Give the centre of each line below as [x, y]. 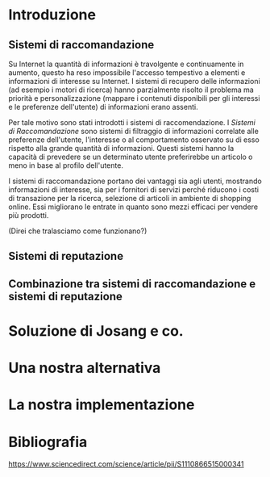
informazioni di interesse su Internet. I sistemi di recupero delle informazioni [134, 81]
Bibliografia [48, 442]
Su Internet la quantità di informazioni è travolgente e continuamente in [126, 64]
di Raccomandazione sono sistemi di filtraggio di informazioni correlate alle [134, 131]
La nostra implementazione [102, 405]
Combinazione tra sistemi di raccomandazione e [132, 284]
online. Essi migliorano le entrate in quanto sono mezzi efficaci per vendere [133, 207]
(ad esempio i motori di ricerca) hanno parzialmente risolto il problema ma [131, 90]
